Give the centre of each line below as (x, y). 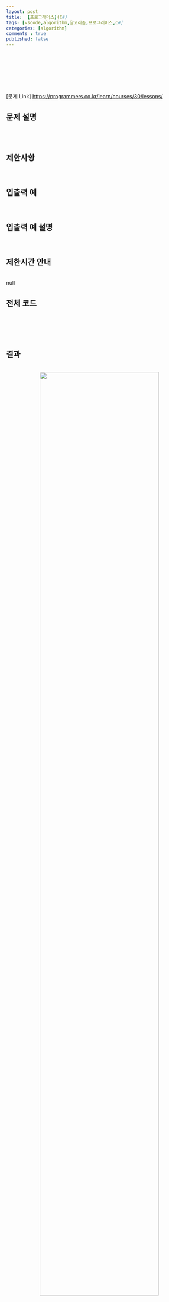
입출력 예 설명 (30, 228)
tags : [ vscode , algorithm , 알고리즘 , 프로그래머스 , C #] (65, 22)
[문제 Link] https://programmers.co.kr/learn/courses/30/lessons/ (84, 97)
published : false (27, 39)
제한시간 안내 (29, 262)
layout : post (22, 12)
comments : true (26, 34)
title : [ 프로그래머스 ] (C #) (37, 17)
